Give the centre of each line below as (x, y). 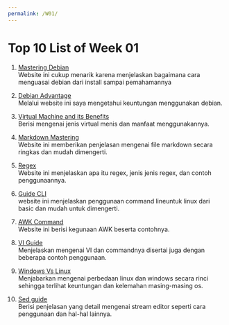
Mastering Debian (43, 67)
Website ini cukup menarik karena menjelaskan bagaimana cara (109, 74)
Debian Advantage (44, 95)
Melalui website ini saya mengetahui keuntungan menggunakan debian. (120, 103)
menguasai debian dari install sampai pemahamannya (95, 82)
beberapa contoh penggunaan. (62, 257)
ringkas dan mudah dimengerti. (63, 152)
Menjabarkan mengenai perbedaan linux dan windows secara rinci (113, 278)
